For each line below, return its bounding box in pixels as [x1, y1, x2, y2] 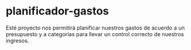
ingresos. [6, 37, 29, 44]
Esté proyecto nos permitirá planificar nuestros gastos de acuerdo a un [6, 24, 185, 31]
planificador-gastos [6, 4, 110, 18]
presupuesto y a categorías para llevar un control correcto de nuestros [6, 30, 184, 37]
